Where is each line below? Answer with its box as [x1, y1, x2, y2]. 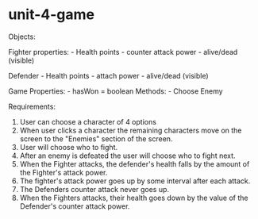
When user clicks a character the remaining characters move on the [19, 125, 242, 135]
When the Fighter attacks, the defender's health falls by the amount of [19, 159, 250, 168]
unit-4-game [8, 6, 95, 24]
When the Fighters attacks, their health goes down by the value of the [19, 193, 248, 202]
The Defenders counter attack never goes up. [19, 184, 169, 194]
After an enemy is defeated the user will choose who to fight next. [19, 151, 236, 160]
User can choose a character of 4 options [19, 117, 157, 126]
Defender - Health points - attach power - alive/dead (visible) [8, 71, 209, 80]
